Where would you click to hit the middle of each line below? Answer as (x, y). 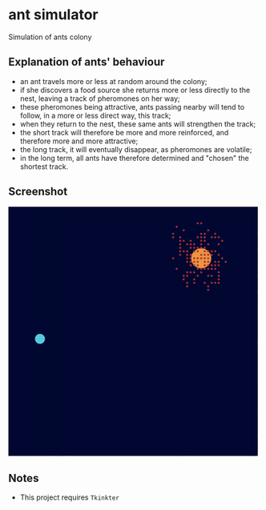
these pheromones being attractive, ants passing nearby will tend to (132, 106)
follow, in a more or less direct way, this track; (95, 115)
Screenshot (38, 192)
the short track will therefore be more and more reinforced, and (124, 132)
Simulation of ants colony (50, 37)
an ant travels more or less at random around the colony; (113, 81)
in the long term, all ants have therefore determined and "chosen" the (135, 158)
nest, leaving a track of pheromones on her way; (100, 98)
